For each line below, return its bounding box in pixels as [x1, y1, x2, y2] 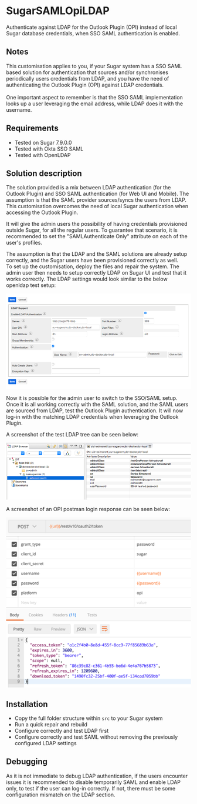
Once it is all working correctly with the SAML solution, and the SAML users [6, 401, 189, 408]
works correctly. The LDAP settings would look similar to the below [6, 275, 168, 283]
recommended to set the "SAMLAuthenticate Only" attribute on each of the [6, 233, 188, 240]
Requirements [6, 124, 59, 134]
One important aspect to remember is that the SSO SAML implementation [6, 94, 183, 101]
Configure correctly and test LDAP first [14, 728, 109, 735]
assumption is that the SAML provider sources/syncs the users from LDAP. [6, 196, 186, 203]
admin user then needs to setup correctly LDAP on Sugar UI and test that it [6, 269, 186, 276]
